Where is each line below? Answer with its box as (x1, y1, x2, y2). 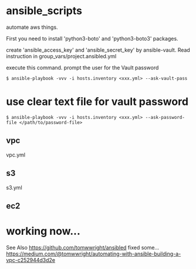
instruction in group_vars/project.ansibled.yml (6, 52, 117, 59)
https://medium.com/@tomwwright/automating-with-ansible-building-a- (6, 250, 181, 257)
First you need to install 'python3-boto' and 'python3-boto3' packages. (6, 35, 178, 42)
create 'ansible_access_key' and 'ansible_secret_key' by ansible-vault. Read (6, 46, 191, 54)
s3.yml (6, 184, 22, 191)
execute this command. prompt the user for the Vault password (6, 64, 159, 71)
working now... (6, 225, 81, 238)
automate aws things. (6, 24, 58, 31)
